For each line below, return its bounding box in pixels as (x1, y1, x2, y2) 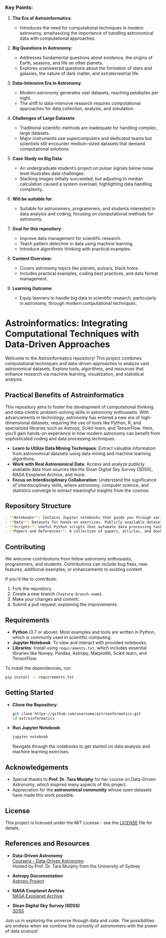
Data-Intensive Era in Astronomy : (12, 80, 83, 86)
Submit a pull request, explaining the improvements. (12, 602, 119, 608)
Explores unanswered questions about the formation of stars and (19, 65, 152, 71)
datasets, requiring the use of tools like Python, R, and (31, 420, 141, 426)
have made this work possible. (12, 792, 75, 798)
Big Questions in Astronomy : (12, 45, 73, 51)
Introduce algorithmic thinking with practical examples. (19, 246, 132, 252)
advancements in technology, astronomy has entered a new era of (5, 414, 140, 421)
